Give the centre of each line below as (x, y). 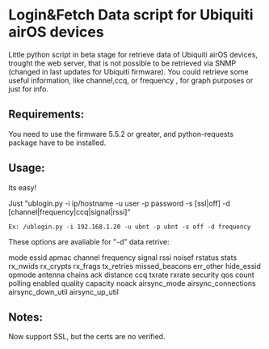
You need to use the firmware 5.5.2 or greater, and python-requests (121, 134)
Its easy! (23, 187)
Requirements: (46, 115)
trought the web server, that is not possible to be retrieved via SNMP (122, 63)
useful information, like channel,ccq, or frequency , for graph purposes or (131, 80)
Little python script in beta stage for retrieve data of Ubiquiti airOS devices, (133, 54)
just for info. (28, 89)
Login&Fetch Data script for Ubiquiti (131, 15)
